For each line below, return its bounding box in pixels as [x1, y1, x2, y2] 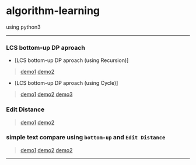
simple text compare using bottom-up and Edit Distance [6, 133, 166, 142]
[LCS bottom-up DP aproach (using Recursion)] [14, 57, 129, 64]
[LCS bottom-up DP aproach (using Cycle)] [14, 80, 118, 87]
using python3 [6, 23, 41, 30]
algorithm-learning [6, 4, 100, 18]
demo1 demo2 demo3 [20, 91, 73, 98]
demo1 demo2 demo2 [20, 146, 73, 153]
